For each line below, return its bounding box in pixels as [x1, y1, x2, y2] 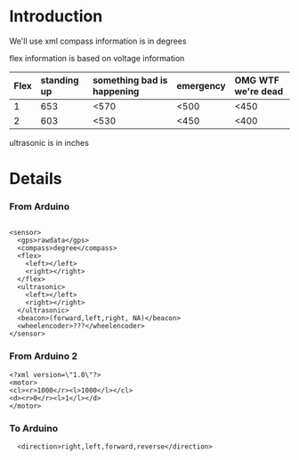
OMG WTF [234, 74, 280, 86]
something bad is [92, 74, 168, 86]
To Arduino [9, 422, 59, 434]
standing [40, 74, 79, 86]
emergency [176, 79, 226, 92]
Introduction [9, 6, 103, 27]
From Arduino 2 [9, 350, 78, 362]
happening [92, 85, 140, 97]
